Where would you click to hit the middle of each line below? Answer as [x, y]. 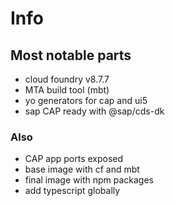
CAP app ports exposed [74, 159]
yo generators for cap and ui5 [86, 100]
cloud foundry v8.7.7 [67, 79]
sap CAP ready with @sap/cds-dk [94, 111]
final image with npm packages [89, 180]
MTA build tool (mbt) [67, 90]
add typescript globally [72, 191]
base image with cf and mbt [82, 169]
